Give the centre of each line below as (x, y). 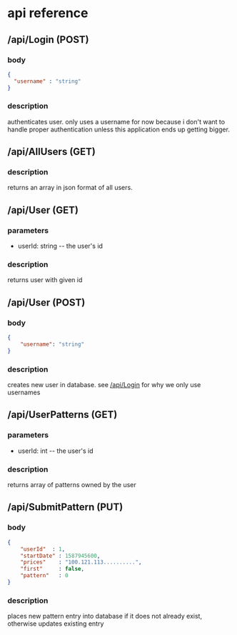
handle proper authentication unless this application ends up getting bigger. (119, 129)
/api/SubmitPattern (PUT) (65, 507)
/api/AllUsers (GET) (52, 152)
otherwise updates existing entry (56, 624)
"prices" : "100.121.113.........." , (81, 562)
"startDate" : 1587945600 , (60, 556)
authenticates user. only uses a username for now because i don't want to (116, 121)
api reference (48, 13)
